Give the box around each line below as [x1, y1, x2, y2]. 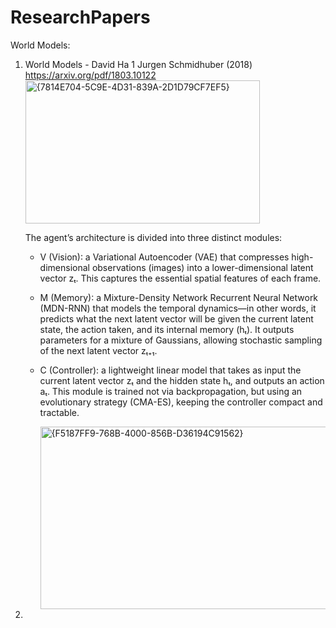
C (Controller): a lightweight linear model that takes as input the [39, 364, 302, 376]
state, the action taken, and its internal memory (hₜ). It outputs [39, 323, 295, 335]
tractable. [39, 406, 80, 418]
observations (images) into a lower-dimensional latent [91, 261, 314, 273]
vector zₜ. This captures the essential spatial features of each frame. [39, 272, 322, 284]
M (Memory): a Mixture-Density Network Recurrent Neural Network [39, 291, 319, 303]
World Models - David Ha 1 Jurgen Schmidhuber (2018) [24, 58, 253, 70]
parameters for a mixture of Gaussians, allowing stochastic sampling [39, 334, 323, 346]
